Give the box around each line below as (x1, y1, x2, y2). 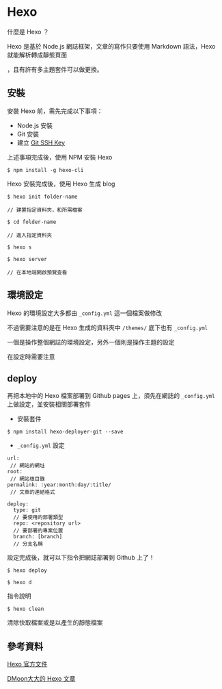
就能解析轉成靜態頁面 (7, 51, 67, 59)
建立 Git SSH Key (16, 138, 66, 147)
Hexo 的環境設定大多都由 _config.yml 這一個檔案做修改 (7, 309, 163, 317)
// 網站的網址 (10, 462, 46, 469)
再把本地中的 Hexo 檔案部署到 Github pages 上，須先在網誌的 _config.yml (7, 392, 215, 400)
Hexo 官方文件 (7, 660, 48, 668)
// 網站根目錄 (10, 475, 46, 483)
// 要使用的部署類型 (13, 514, 64, 521)
